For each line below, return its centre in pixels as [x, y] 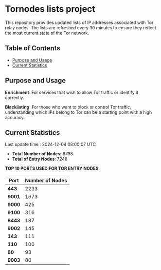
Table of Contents [33, 48]
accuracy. [15, 117]
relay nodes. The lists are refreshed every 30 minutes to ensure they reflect [81, 27]
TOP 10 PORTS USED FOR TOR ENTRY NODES [52, 168]
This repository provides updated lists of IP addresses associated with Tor [79, 22]
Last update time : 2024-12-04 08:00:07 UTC [51, 145]
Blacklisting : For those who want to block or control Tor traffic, [68, 107]
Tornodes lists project [50, 9]
